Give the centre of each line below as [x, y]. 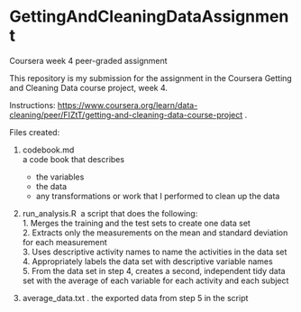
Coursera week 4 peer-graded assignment [89, 60]
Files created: [35, 132]
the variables [60, 177]
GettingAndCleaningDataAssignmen [149, 17]
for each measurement [65, 242]
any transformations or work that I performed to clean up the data [158, 196]
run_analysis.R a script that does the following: [110, 213]
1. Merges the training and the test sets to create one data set [136, 223]
